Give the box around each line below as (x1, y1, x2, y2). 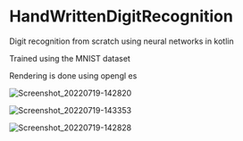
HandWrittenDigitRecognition (9, 6, 234, 27)
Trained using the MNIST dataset (9, 53, 131, 63)
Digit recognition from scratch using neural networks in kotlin (9, 36, 234, 46)
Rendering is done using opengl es (9, 70, 138, 81)
